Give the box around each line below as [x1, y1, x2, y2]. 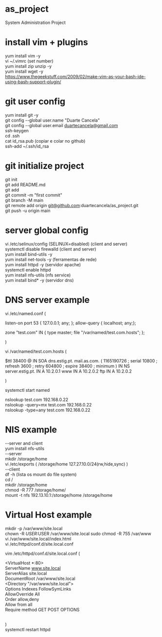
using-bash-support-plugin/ [5, 79, 62, 85]
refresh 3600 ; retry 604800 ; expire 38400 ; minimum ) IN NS [5, 363, 130, 369]
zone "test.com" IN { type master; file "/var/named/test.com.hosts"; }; [5, 329, 145, 335]
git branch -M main [5, 197, 44, 203]
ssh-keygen [5, 127, 29, 133]
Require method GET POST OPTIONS [5, 607, 80, 613]
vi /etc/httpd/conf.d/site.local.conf [5, 541, 74, 547]
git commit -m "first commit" [5, 192, 62, 198]
